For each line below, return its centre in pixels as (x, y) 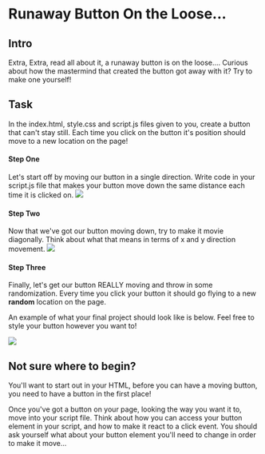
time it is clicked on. (41, 195)
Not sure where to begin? (72, 366)
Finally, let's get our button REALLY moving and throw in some (111, 285)
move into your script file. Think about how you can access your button (125, 418)
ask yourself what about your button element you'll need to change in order (132, 435)
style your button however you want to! (73, 326)
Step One (24, 159)
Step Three (27, 267)
